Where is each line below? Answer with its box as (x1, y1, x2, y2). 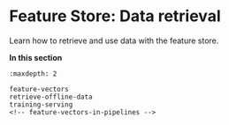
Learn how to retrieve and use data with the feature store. (9, 35, 219, 46)
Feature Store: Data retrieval (9, 6, 221, 26)
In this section (9, 52, 63, 62)
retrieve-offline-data (9, 92, 93, 101)
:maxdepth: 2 (9, 69, 57, 78)
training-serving (9, 99, 73, 109)
